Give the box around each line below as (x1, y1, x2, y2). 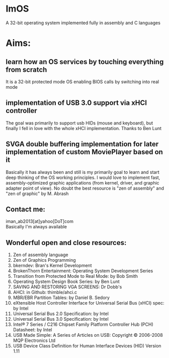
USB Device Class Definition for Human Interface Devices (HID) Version (13, 343, 161, 349)
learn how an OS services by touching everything (6, 57, 164, 66)
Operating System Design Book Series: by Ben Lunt (13, 278, 120, 285)
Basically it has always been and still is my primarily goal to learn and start (6, 169, 160, 175)
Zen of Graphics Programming (13, 257, 76, 263)
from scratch (6, 65, 47, 74)
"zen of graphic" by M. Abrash (6, 190, 69, 197)
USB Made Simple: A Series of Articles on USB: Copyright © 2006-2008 (13, 332, 163, 338)
